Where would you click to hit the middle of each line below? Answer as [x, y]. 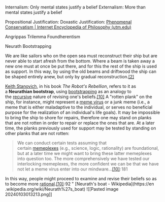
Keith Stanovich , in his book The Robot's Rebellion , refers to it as [71, 86]
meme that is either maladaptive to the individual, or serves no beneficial [79, 107]
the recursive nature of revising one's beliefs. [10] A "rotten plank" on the [79, 97]
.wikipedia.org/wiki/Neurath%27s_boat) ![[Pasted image [62, 189]
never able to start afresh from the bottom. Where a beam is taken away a [80, 61]
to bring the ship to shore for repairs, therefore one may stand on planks [78, 118]
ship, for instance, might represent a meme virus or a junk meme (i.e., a [78, 102]
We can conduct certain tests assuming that [62, 143]
